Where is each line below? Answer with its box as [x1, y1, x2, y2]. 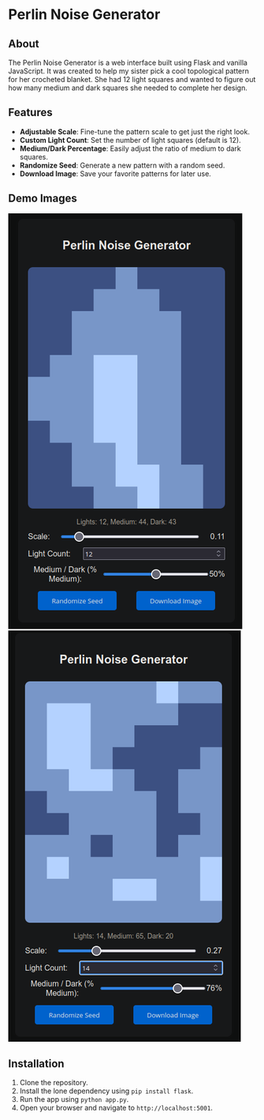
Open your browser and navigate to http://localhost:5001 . [19, 1103, 213, 1113]
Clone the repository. [19, 1078, 88, 1088]
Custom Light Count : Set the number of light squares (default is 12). [19, 135, 242, 145]
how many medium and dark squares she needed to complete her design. [8, 83, 248, 92]
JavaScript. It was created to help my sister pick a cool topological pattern [8, 66, 250, 76]
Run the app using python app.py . [19, 1095, 129, 1104]
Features [8, 106, 53, 119]
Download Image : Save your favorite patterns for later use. [19, 168, 211, 179]
